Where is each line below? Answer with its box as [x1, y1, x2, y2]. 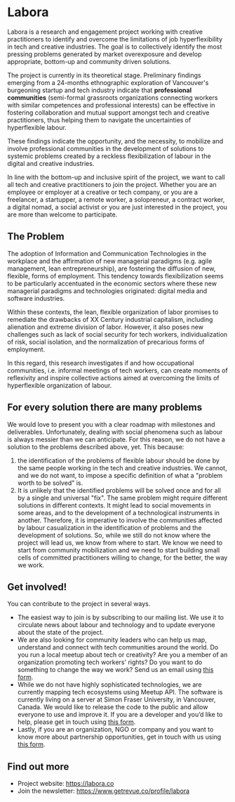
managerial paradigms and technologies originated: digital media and [7, 286, 208, 295]
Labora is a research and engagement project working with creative [7, 27, 203, 36]
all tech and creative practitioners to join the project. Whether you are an [7, 180, 217, 188]
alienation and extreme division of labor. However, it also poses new [7, 323, 203, 331]
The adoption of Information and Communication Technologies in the [7, 249, 207, 257]
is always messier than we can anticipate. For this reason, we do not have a [7, 435, 226, 444]
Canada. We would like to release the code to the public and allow [17, 703, 208, 711]
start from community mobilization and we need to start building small [17, 545, 220, 554]
